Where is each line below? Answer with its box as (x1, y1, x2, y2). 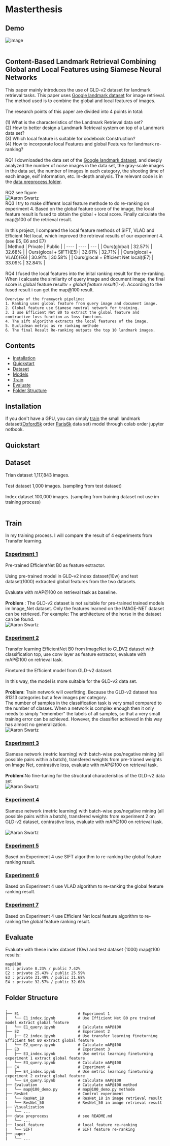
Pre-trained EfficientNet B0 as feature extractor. (5, 562, 106, 568)
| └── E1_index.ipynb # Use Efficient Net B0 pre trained (5, 1016, 156, 1021)
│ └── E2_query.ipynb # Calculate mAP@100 (5, 1042, 122, 1048)
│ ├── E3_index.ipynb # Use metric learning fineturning (5, 1051, 153, 1057)
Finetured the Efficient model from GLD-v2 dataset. (5, 668, 113, 674)
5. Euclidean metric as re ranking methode (5, 323, 99, 328)
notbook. (5, 426, 24, 433)
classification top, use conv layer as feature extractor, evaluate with (5, 651, 147, 657)
